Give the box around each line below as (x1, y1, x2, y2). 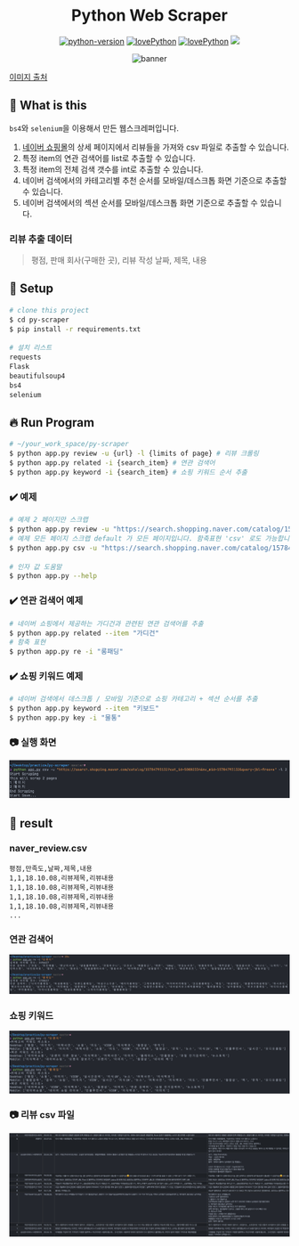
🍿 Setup (9, 281, 54, 297)
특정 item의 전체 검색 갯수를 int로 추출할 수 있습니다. (21, 164, 204, 175)
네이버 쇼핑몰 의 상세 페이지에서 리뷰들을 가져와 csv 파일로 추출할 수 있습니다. (21, 142, 289, 152)
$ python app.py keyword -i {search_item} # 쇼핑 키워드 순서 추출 (9, 468, 247, 477)
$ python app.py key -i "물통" (9, 713, 122, 722)
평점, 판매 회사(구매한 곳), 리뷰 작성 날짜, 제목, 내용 (30, 255, 207, 265)
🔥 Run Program (9, 415, 95, 430)
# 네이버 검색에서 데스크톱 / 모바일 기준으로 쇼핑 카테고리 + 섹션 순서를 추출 (9, 695, 258, 704)
